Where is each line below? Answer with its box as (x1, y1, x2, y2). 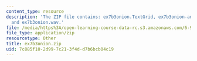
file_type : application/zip (6, 30, 75, 36)
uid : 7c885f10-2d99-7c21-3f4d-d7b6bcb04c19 (6, 46, 114, 52)
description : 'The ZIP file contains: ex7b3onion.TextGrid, (6, 14, 157, 20)
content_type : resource (6, 8, 64, 15)
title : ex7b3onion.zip (6, 41, 62, 47)
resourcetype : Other (6, 35, 57, 41)
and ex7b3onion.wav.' (11, 19, 64, 25)
